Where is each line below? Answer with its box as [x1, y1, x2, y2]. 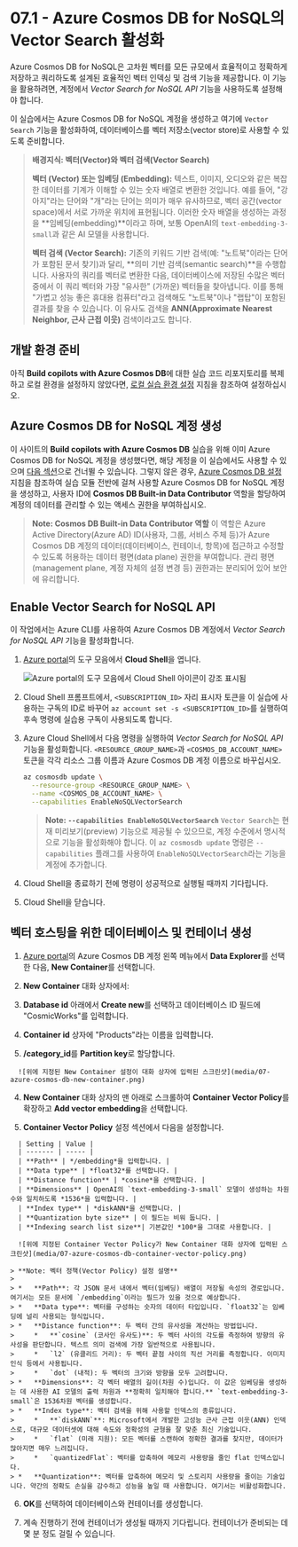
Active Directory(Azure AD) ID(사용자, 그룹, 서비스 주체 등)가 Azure [31, 529, 270, 539]
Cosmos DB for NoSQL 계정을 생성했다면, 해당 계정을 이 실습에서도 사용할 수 [10, 454, 278, 466]
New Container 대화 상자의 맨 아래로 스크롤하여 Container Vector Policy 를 [22, 1092, 290, 1103]
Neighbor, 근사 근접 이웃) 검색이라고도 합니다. [31, 314, 192, 325]
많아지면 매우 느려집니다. [10, 1443, 90, 1453]
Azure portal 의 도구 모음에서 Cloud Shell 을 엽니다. [22, 654, 201, 665]
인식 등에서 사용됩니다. [10, 1359, 83, 1368]
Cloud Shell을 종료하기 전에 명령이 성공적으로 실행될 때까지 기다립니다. [22, 877, 269, 888]
